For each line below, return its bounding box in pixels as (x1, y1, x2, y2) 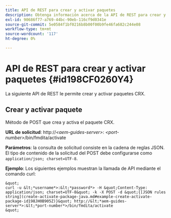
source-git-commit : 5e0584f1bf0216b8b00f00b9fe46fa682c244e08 (5, 22, 141, 27)
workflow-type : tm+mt (5, 27, 52, 32)
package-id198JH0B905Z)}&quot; (5, 199, 72, 204)
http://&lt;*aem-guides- (74, 199, 127, 204)
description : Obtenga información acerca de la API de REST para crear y (5, 12, 166, 17)
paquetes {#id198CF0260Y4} (5, 74, 134, 85)
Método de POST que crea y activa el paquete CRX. (5, 119, 115, 125)
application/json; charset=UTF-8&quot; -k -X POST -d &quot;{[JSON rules (5, 189, 166, 195)
